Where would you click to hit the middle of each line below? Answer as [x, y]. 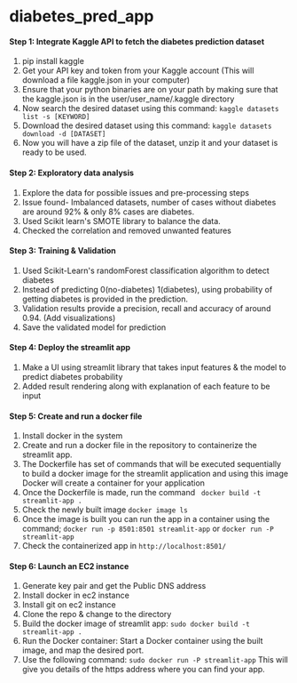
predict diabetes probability [72, 377]
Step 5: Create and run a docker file [76, 416]
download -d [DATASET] [64, 134]
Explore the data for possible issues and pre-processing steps [136, 192]
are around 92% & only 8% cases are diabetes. [108, 212]
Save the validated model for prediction [94, 327]
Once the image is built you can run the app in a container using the [146, 519]
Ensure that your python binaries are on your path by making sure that [150, 90]
